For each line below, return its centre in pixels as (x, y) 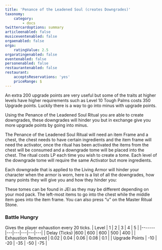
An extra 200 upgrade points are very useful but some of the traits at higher (81, 95)
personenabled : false (27, 63)
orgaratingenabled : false (31, 54)
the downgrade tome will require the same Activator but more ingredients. (79, 160)
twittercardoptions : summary (34, 28)
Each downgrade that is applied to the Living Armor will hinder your (72, 169)
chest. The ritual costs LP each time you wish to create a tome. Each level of (81, 155)
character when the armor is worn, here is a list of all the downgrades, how (80, 175)
